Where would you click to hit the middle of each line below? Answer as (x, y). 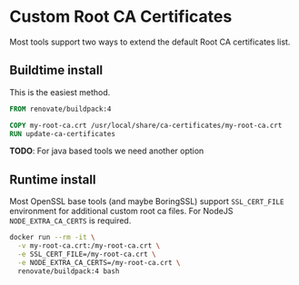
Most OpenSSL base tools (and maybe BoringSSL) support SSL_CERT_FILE (147, 201)
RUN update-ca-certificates (63, 133)
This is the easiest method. (60, 92)
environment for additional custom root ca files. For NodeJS (121, 211)
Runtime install (53, 179)
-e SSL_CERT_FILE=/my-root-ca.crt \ (87, 254)
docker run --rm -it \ (52, 238)
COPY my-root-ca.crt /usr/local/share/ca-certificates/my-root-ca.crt (146, 125)
